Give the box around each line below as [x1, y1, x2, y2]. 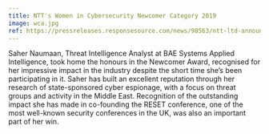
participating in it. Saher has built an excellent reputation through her [8, 74, 235, 84]
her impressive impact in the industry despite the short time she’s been [8, 66, 243, 75]
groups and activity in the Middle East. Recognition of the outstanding [8, 91, 239, 101]
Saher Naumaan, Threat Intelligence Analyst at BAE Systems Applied [8, 49, 235, 59]
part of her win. [8, 117, 59, 127]
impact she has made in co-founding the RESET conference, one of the [8, 99, 243, 109]
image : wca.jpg [8, 19, 59, 27]
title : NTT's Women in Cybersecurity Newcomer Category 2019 [8, 11, 217, 20]
